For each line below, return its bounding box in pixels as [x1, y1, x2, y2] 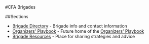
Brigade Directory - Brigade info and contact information [12, 23, 127, 29]
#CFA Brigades [5, 4, 36, 10]
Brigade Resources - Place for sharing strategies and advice [12, 34, 135, 39]
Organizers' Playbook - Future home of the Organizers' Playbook [12, 28, 145, 34]
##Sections [5, 14, 29, 19]
